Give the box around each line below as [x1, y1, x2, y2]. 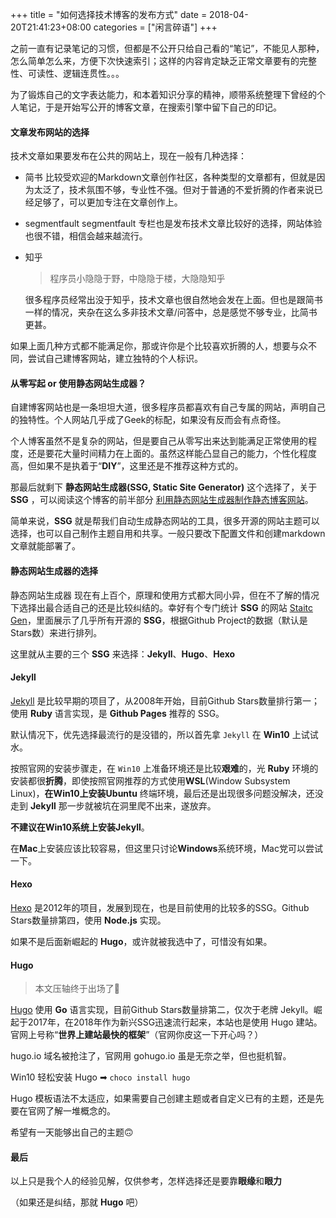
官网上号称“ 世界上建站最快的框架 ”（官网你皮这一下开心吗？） [10, 1029, 264, 1041]
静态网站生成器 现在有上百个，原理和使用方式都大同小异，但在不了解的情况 [10, 589, 320, 601]
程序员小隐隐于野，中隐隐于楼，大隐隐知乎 [49, 273, 226, 285]
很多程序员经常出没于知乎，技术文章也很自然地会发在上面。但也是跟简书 [24, 294, 323, 306]
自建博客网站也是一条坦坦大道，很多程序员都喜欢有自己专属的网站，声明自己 [10, 401, 326, 413]
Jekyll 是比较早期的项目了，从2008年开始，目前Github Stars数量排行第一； [10, 694, 320, 707]
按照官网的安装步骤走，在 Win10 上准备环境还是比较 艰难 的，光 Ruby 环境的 [10, 762, 319, 774]
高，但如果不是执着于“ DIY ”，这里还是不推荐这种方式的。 [10, 460, 244, 472]
